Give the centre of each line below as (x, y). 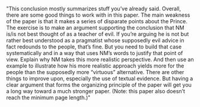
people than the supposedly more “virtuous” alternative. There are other (95, 72)
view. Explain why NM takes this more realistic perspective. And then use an (100, 59)
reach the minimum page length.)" (49, 97)
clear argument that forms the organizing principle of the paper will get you (99, 85)
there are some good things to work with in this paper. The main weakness (98, 15)
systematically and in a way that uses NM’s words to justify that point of (95, 53)
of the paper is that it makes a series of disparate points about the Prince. (97, 21)
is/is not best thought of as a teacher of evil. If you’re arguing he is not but (98, 34)
